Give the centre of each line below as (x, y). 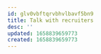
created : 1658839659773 (43, 40)
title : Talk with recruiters (51, 20)
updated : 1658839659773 (43, 33)
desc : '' (20, 27)
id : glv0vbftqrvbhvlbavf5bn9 (51, 14)
